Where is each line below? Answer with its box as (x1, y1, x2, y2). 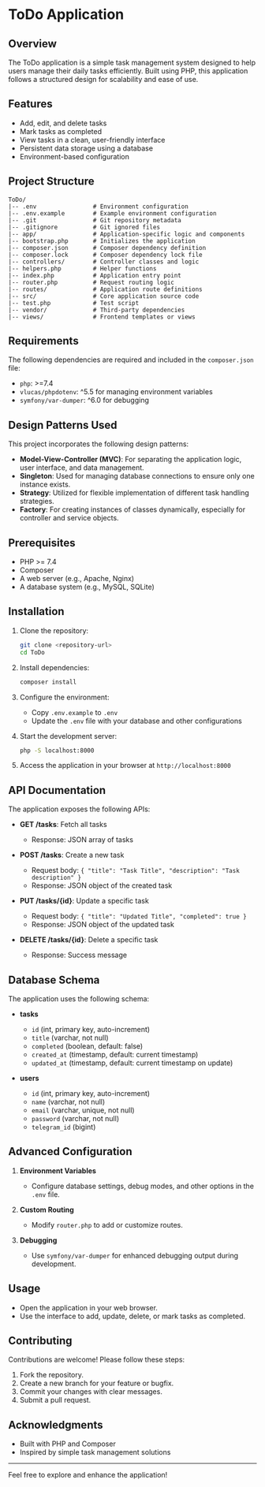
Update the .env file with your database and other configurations (31, 716, 242, 725)
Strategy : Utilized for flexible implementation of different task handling (19, 488, 250, 498)
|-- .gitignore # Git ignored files (8, 223, 160, 231)
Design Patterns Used (8, 418, 118, 431)
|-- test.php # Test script (8, 299, 140, 307)
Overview (8, 37, 58, 50)
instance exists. (19, 479, 71, 490)
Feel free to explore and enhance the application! (8, 1470, 168, 1480)
